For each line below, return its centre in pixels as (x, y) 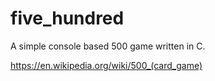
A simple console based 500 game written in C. (108, 46)
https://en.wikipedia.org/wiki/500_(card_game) (106, 65)
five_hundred (67, 18)
